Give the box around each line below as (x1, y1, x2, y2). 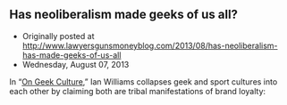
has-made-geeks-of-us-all (21, 49, 122, 61)
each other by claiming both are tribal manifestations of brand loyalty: (9, 85, 266, 96)
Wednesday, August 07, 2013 (21, 59, 130, 69)
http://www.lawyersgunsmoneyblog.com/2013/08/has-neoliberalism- (21, 40, 278, 51)
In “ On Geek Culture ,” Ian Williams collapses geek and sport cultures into (9, 76, 278, 87)
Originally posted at (21, 30, 95, 41)
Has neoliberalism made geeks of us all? (9, 7, 239, 22)
